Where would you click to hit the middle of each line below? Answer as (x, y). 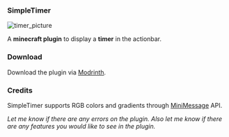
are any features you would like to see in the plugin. (81, 126)
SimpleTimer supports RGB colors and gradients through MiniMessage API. (115, 105)
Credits (20, 90)
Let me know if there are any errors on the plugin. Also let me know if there (115, 119)
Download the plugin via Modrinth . (57, 72)
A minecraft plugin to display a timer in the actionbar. (85, 39)
